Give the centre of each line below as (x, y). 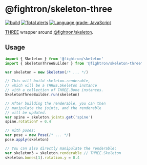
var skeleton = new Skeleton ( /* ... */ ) (47, 72)
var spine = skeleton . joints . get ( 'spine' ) (49, 117)
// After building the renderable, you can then (55, 103)
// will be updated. (26, 113)
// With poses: (21, 131)
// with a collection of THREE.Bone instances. (54, 90)
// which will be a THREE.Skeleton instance (51, 86)
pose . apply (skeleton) (27, 140)
